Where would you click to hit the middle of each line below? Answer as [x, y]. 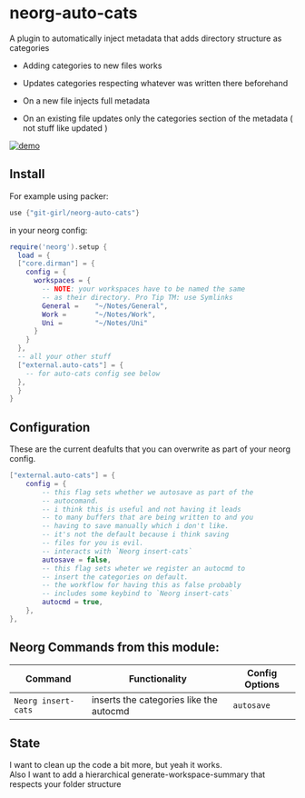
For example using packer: [59, 196]
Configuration [50, 427]
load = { [34, 255]
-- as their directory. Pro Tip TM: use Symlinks [138, 297]
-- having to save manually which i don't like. [136, 526]
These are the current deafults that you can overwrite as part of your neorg [150, 449]
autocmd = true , [73, 603]
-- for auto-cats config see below [93, 374]
